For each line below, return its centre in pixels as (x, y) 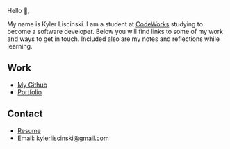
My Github (32, 85)
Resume (29, 130)
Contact (25, 114)
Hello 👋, (18, 11)
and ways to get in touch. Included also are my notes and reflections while (114, 39)
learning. (20, 46)
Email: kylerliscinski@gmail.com (63, 138)
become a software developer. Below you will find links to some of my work (115, 32)
